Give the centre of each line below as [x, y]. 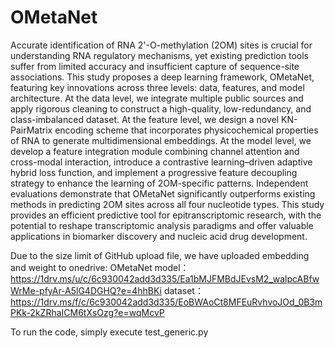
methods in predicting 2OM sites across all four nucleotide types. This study [167, 204]
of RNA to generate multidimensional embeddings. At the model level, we [161, 140]
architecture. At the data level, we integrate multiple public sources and [157, 98]
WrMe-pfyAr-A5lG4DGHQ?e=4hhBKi [86, 290]
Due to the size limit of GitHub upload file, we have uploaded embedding [160, 255]
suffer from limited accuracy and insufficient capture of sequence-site [155, 66]
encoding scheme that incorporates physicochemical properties [186, 130]
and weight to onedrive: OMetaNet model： [100, 267]
